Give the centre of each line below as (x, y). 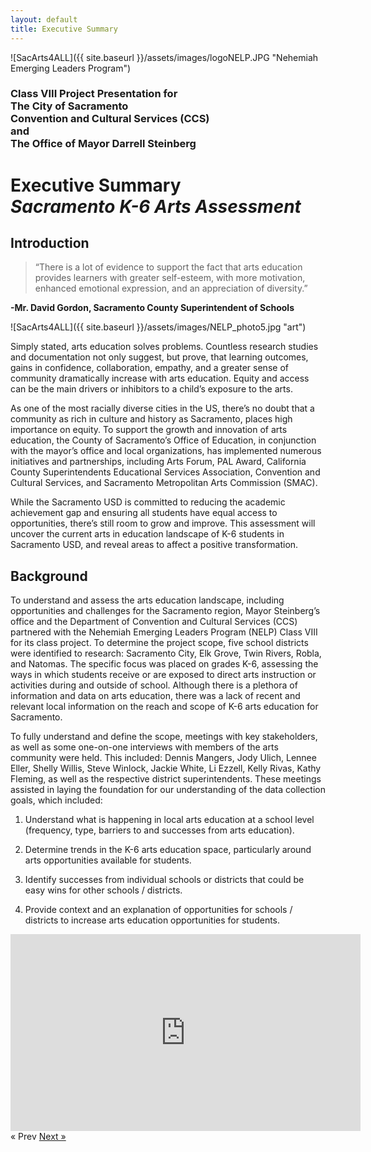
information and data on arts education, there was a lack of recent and (155, 696)
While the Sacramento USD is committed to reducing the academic (148, 502)
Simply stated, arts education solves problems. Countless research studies (164, 347)
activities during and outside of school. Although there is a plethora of (154, 685)
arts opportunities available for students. (108, 860)
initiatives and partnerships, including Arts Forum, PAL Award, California (158, 462)
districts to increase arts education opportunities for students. (152, 920)
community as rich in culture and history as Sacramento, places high (151, 419)
